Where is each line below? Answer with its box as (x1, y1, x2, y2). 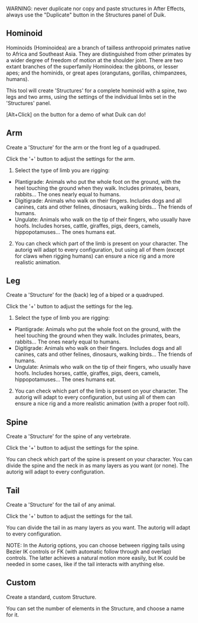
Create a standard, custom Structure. (6, 593, 96, 601)
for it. (6, 611, 20, 618)
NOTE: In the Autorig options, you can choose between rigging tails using (6, 542, 185, 549)
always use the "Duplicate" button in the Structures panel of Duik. (6, 11, 167, 18)
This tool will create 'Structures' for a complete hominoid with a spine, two (6, 87, 187, 94)
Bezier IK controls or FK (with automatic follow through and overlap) (6, 548, 171, 555)
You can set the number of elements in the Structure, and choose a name (6, 605, 184, 612)
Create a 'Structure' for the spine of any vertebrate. (6, 433, 131, 440)
